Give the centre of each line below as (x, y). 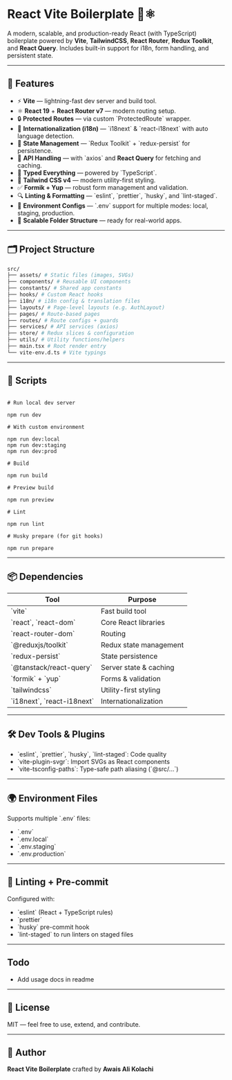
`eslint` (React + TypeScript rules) (65, 912)
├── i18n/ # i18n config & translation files (74, 301)
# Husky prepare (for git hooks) (55, 536)
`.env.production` (41, 854)
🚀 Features (31, 83)
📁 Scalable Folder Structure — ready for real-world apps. (99, 220)
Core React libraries (133, 623)
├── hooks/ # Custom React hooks (55, 295)
